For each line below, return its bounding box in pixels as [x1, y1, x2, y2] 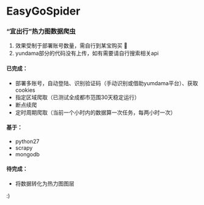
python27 [15, 137, 40, 145]
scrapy [15, 144, 33, 151]
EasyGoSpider [6, 4, 81, 18]
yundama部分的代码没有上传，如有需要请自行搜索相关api [15, 50, 159, 57]
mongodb [15, 150, 40, 158]
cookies [15, 86, 35, 94]
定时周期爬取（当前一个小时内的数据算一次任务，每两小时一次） [15, 108, 176, 116]
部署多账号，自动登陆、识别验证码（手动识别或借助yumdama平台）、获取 [15, 79, 199, 86]
